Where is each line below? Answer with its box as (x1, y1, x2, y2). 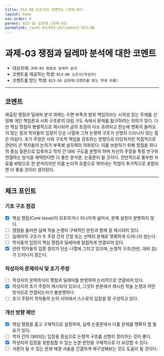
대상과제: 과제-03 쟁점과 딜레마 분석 (12, 65, 77, 71)
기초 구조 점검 (5, 203, 36, 210)
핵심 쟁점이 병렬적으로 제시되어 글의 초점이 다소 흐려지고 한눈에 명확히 (10, 123, 143, 130)
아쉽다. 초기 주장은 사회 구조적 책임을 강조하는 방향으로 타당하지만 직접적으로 (10, 136, 156, 142)
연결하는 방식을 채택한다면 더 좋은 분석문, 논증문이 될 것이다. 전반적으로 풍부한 (5, 154, 154, 160)
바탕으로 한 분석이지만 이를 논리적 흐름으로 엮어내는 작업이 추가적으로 (14, 160, 146, 166)
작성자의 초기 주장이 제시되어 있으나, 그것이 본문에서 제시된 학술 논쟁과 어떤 (12, 284, 156, 289)
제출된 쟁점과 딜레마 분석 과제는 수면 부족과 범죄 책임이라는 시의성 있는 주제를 (5, 111, 152, 118)
